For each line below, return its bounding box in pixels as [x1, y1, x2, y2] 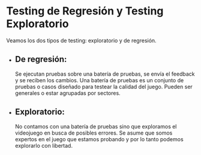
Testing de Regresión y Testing [6, 4, 164, 18]
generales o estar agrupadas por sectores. [14, 89, 121, 97]
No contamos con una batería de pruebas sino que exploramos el [14, 123, 177, 130]
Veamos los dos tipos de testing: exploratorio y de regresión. [6, 37, 157, 44]
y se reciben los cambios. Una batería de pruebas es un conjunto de [14, 76, 184, 84]
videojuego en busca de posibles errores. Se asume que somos [14, 129, 173, 136]
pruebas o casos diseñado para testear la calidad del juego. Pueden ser [14, 83, 193, 90]
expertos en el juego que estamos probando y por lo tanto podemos [14, 135, 184, 142]
